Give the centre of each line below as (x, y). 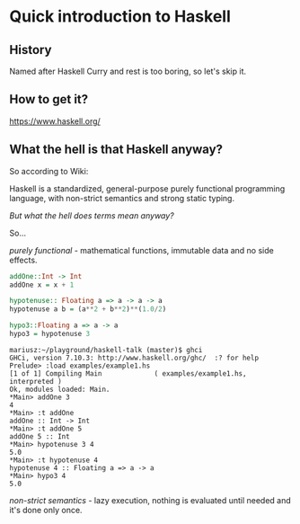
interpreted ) (36, 381)
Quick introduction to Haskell (120, 17)
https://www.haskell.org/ (55, 121)
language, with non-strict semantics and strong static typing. (122, 198)
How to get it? (49, 99)
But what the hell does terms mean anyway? (92, 215)
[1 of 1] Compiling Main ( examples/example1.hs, (128, 373)
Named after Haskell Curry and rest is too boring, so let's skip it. (128, 71)
